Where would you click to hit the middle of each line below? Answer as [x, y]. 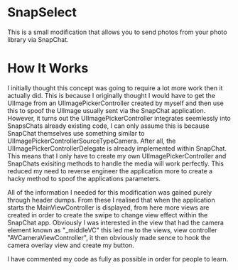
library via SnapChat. [38, 39]
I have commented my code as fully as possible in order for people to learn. [118, 259]
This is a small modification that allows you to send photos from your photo [117, 32]
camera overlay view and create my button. [71, 245]
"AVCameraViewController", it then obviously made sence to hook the [109, 237]
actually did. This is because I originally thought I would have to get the [111, 95]
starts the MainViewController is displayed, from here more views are [108, 207]
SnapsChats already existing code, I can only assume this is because [108, 126]
